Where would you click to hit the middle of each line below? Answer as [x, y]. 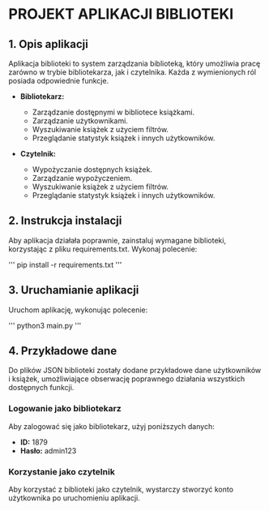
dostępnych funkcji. [41, 388]
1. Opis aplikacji [49, 44]
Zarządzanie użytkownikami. [80, 121]
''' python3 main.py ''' [45, 325]
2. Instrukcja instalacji [65, 221]
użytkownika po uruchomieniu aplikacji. [74, 498]
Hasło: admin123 [48, 450]
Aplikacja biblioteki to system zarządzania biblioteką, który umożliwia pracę [134, 63]
